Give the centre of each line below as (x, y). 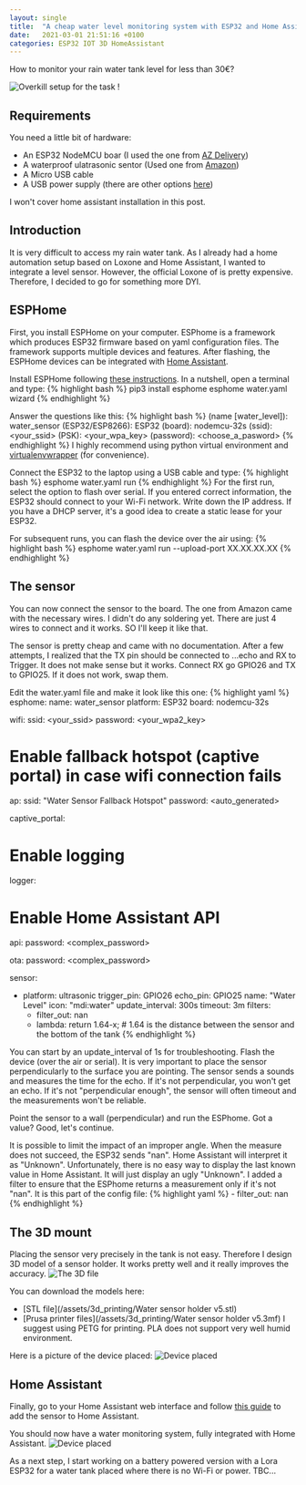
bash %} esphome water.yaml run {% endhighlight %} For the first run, (142, 482)
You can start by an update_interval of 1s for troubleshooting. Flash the (142, 1052)
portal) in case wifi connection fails (146, 775)
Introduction (46, 230)
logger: (23, 881)
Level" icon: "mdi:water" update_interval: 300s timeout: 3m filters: (147, 1005)
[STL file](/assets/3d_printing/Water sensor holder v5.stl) (130, 1309)
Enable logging (67, 856)
